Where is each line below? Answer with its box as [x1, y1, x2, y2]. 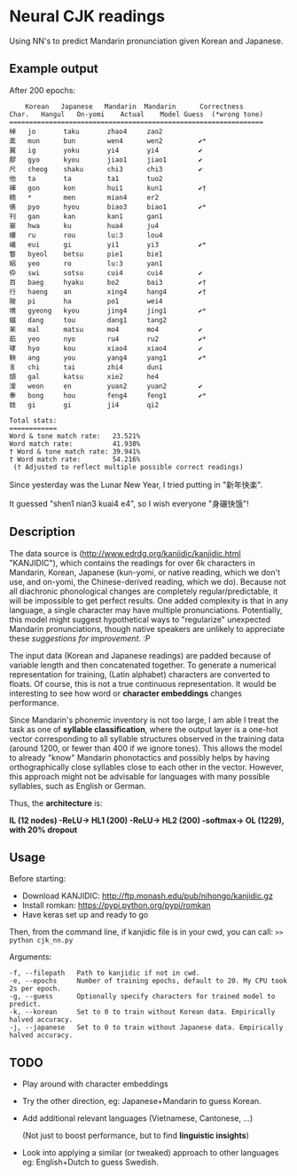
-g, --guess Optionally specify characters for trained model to [9, 992, 276, 1001]
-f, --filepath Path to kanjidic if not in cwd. [9, 969, 200, 978]
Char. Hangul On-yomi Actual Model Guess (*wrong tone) [9, 109, 264, 119]
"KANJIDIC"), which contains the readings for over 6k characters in [9, 557, 255, 568]
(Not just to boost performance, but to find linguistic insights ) [21, 1130, 250, 1141]
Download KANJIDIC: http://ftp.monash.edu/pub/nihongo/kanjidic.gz [21, 890, 273, 902]
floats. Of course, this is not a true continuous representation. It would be [9, 678, 277, 689]
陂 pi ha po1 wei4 [9, 296, 163, 305]
